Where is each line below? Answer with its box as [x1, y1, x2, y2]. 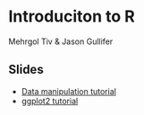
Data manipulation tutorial [21, 85, 117, 96]
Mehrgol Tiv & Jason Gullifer [8, 36, 114, 47]
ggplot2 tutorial [21, 95, 79, 106]
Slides [8, 62, 44, 77]
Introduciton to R [8, 6, 135, 27]
